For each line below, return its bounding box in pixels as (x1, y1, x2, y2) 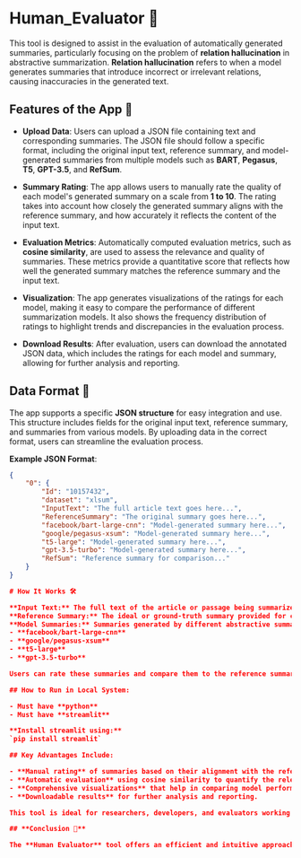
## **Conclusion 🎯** (9, 825, 87, 834)
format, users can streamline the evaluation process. (9, 435, 204, 447)
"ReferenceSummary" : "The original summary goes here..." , (41, 512, 267, 521)
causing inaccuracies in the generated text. (9, 75, 169, 86)
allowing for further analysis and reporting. (21, 357, 181, 368)
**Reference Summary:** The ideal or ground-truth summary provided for (9, 611, 287, 620)
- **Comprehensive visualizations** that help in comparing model (9, 784, 262, 792)
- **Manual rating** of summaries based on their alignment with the (9, 767, 275, 776)
